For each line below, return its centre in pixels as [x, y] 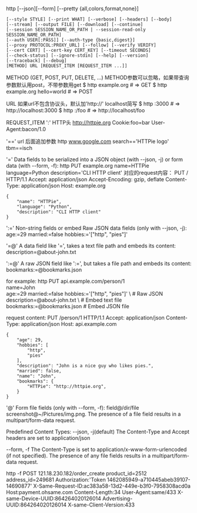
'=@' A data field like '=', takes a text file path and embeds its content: [91, 246]
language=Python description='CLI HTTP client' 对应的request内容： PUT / [97, 173]
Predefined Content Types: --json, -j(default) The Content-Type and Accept [98, 432]
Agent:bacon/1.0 [26, 129]
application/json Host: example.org [63, 186]
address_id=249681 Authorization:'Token [56, 480]
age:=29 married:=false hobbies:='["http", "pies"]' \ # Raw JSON [85, 294]
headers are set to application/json [48, 438]
